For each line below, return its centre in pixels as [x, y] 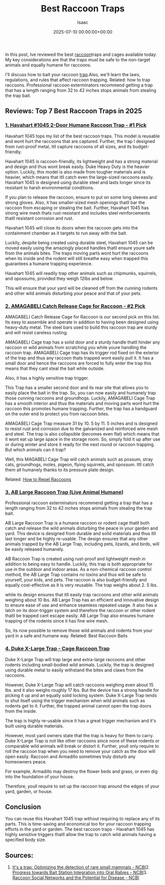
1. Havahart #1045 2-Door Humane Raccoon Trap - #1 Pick [76, 125]
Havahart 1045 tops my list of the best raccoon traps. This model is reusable [82, 136]
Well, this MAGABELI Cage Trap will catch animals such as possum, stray [79, 459]
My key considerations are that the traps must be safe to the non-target [78, 59]
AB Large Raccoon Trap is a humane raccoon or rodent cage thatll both [77, 523]
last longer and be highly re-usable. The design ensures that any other [77, 539]
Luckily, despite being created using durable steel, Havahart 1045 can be [79, 242]
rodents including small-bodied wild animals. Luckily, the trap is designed [80, 664]
